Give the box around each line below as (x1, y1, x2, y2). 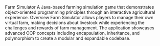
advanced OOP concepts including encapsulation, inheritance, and (5, 30, 140, 36)
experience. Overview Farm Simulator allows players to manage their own (5, 15, 154, 20)
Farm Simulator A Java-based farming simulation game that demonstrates (5, 4, 154, 10)
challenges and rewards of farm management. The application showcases (5, 25, 155, 31)
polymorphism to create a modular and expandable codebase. (5, 35, 131, 41)
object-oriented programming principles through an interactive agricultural (5, 9, 155, 15)
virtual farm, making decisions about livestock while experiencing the (5, 20, 145, 25)
